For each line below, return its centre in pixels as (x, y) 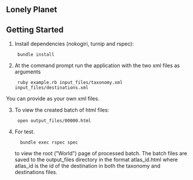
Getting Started (35, 30)
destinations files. (36, 172)
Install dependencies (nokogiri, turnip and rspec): (74, 44)
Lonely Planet (32, 10)
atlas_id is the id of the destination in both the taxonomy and (87, 166)
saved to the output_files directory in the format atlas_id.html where (96, 160)
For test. (25, 132)
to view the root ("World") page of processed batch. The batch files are (101, 154)
